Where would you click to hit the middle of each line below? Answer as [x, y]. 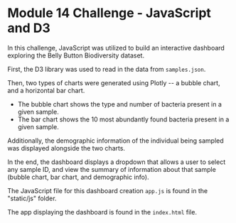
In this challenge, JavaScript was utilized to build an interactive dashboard [116, 48]
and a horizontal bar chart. [46, 90]
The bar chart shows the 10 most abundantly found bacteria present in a [123, 119]
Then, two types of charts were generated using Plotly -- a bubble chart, [114, 82]
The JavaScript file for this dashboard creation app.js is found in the [108, 190]
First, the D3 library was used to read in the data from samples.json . [107, 69]
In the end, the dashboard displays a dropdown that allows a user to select [117, 162]
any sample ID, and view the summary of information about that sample [112, 169]
